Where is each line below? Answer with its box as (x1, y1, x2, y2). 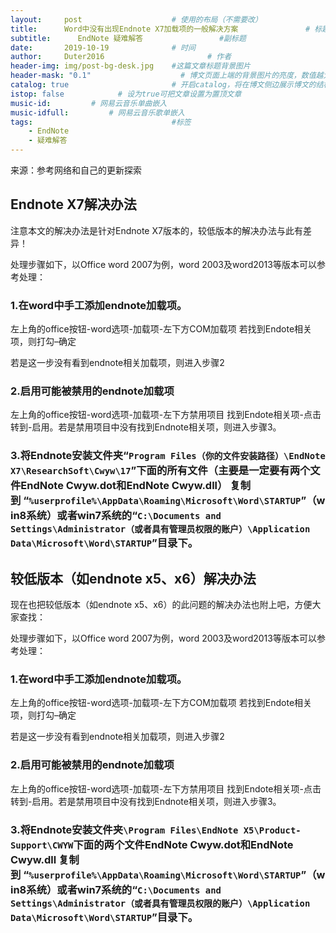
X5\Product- (243, 824, 302, 836)
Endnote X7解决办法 (10, 196, 137, 213)
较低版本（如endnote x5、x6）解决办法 (10, 570, 257, 587)
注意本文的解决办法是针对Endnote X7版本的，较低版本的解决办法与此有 (10, 224, 303, 236)
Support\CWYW (10, 839, 74, 851)
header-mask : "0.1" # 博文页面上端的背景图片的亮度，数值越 (10, 71, 324, 81)
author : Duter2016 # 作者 (10, 52, 232, 62)
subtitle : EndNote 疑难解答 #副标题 (10, 33, 247, 43)
